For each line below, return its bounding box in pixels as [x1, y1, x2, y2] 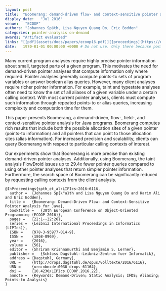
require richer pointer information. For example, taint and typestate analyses [5, 84, 161, 90]
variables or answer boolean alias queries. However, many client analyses [5, 79, 156, 85]
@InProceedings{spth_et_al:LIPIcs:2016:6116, [5, 186, 100, 191]
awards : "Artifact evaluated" [5, 35, 68, 40]
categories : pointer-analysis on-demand [5, 30, 90, 35]
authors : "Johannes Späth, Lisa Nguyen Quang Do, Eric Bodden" [5, 26, 138, 31]
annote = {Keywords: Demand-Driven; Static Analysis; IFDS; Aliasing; [9, 273, 161, 278]
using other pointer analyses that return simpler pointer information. [5, 166, 143, 172]
